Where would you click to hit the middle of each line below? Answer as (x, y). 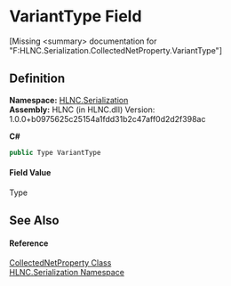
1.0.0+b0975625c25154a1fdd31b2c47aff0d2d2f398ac (108, 118)
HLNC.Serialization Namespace (67, 273)
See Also (34, 221)
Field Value (30, 173)
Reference (29, 243)
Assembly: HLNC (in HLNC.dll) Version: (82, 110)
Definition (37, 79)
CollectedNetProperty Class (60, 263)
